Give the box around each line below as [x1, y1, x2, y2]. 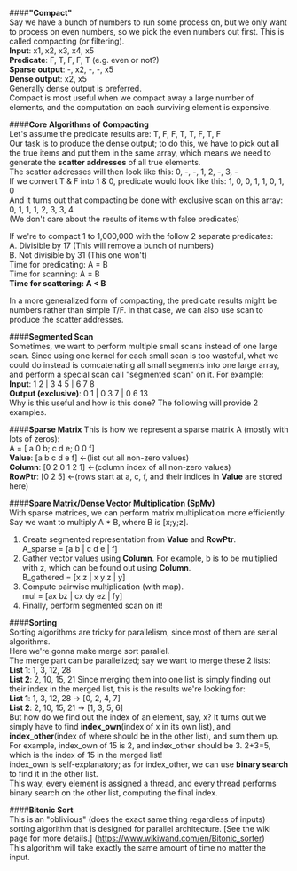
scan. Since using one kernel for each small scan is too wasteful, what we [9, 350, 279, 361]
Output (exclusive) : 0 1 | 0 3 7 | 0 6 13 [9, 388, 149, 398]
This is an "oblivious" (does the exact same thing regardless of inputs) [9, 814, 266, 825]
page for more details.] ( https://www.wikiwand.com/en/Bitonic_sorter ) [9, 833, 265, 843]
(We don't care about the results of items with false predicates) [9, 213, 240, 224]
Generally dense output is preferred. [9, 84, 142, 93]
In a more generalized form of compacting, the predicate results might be [9, 295, 277, 306]
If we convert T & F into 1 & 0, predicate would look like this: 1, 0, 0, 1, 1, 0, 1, [9, 176, 285, 186]
